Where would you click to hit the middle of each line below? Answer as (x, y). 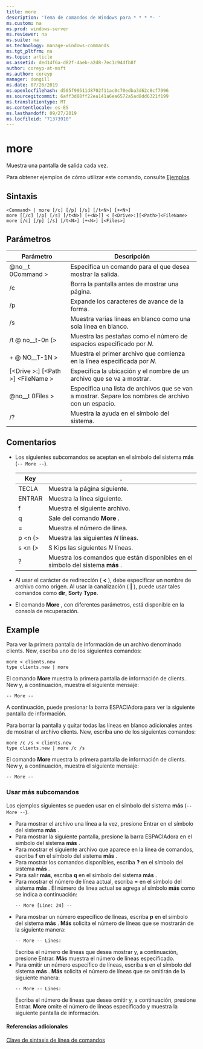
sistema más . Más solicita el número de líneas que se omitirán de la (100, 971)
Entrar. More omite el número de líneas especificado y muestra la (96, 1006)
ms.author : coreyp (29, 74)
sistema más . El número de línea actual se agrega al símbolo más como (105, 888)
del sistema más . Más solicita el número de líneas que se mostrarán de (105, 923)
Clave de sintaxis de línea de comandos (56, 1040)
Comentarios (31, 442)
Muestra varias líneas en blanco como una (130, 318)
